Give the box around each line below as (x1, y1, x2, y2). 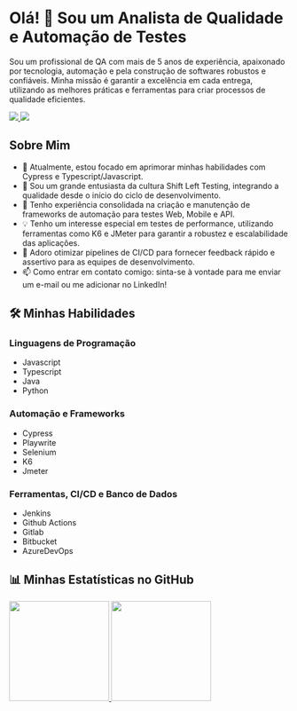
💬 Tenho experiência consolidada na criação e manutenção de (21, 199, 251, 209)
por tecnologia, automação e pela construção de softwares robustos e (9, 66, 266, 76)
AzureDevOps (21, 546, 74, 557)
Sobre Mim (9, 138, 71, 154)
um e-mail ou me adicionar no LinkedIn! (21, 279, 167, 289)
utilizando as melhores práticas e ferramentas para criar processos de (9, 84, 266, 95)
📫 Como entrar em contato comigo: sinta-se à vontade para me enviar (21, 266, 282, 277)
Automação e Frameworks (9, 407, 126, 420)
